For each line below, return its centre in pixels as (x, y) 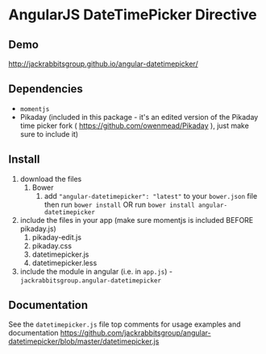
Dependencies (46, 89)
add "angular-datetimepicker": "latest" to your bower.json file (151, 196)
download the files (51, 179)
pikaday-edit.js (57, 237)
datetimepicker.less (64, 262)
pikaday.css (52, 245)
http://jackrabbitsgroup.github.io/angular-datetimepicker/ (104, 64)
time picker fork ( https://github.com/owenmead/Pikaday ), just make (135, 126)
